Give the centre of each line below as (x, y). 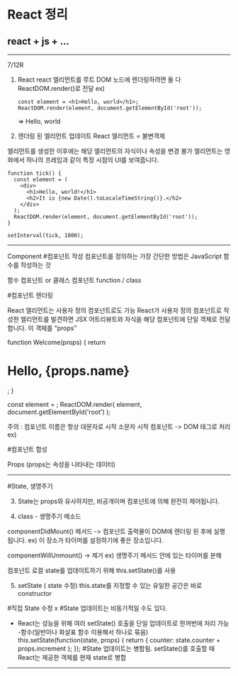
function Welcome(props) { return (57, 342)
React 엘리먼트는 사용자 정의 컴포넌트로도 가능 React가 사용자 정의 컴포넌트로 (115, 310)
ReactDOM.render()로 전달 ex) (61, 88)
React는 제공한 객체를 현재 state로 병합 (72, 657)
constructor (35, 593)
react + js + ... (38, 41)
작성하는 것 (36, 265)
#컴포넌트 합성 (28, 449)
